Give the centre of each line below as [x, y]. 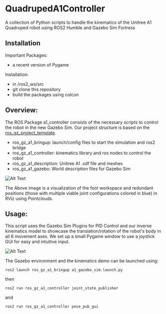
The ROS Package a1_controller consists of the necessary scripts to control [82, 122]
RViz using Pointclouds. [29, 198]
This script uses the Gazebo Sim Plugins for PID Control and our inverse [79, 226]
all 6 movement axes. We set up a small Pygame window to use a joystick [80, 237]
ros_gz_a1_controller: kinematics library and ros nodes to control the [82, 153]
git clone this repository [36, 89]
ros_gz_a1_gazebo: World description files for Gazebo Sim [71, 169]
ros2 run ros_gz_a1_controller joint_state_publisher [62, 288]
